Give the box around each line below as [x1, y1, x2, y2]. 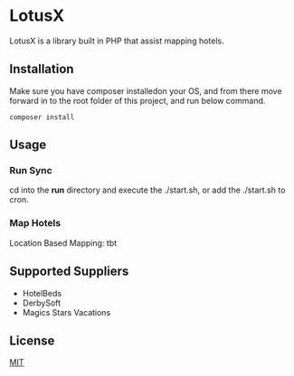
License [9, 333, 55, 348]
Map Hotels [9, 217, 62, 230]
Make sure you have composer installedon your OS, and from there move [9, 85, 282, 96]
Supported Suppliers [9, 264, 129, 279]
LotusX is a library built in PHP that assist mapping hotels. [9, 35, 224, 46]
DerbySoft [22, 297, 62, 308]
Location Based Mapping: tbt [9, 237, 118, 249]
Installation [9, 61, 74, 77]
